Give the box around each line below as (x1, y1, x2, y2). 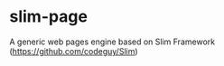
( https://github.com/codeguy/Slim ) (9, 45, 138, 56)
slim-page (9, 6, 89, 27)
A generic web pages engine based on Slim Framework (9, 36, 215, 47)
